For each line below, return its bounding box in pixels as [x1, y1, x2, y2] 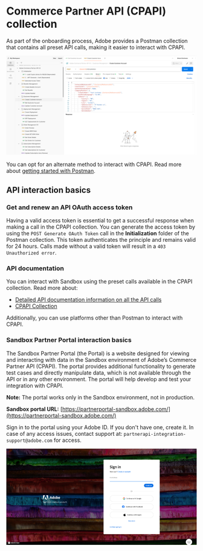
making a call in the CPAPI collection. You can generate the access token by [6, 223, 195, 230]
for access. [53, 436, 82, 444]
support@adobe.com [6, 438, 53, 444]
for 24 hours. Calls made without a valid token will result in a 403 [6, 242, 166, 250]
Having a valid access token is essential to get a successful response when [6, 216, 195, 224]
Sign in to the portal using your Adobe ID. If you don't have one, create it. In [6, 423, 194, 431]
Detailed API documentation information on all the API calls [14, 296, 162, 304]
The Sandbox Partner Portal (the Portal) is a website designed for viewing [6, 350, 190, 357]
